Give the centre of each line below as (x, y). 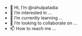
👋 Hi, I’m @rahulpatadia (34, 8)
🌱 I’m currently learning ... (36, 18)
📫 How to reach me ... (33, 28)
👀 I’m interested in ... (31, 13)
